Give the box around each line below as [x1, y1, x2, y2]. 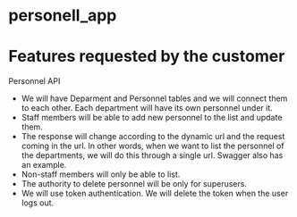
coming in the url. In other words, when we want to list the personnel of [21, 140, 284, 152]
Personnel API [8, 76, 61, 87]
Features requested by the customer [8, 46, 285, 67]
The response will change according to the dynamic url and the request [21, 131, 285, 142]
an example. [21, 160, 67, 171]
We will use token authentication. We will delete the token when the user [21, 188, 289, 199]
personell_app [8, 5, 117, 26]
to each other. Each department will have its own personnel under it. [21, 103, 274, 113]
